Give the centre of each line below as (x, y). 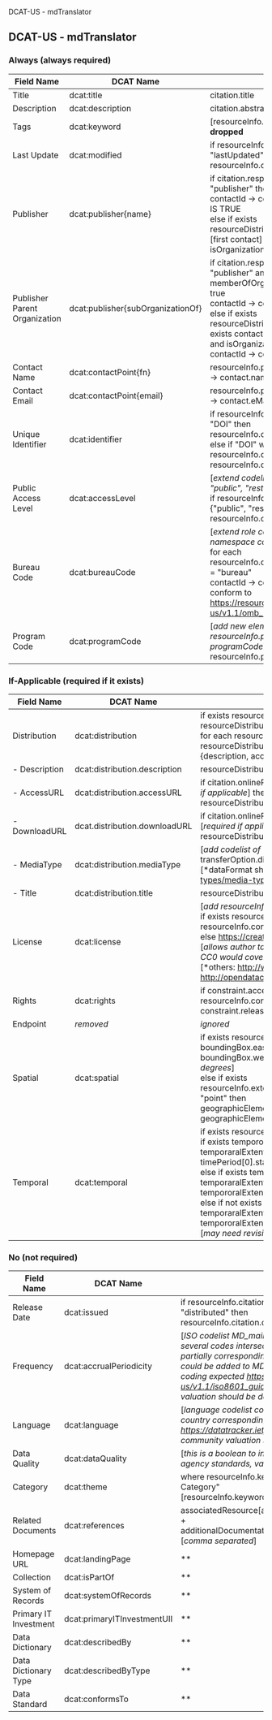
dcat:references (94, 1526)
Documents (34, 1531)
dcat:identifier (96, 439)
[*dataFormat (226, 870)
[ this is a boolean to (219, 1454)
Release (28, 1307)
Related (27, 1520)
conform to (231, 592)
